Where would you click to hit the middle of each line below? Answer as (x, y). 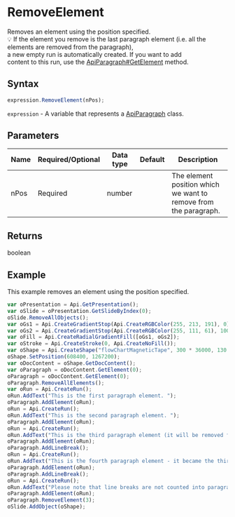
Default (152, 160)
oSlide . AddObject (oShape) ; (47, 507)
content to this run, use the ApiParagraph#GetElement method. (98, 62)
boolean (19, 253)
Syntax (23, 84)
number (120, 194)
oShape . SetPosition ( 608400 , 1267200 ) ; (64, 357)
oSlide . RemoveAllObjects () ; (48, 317)
